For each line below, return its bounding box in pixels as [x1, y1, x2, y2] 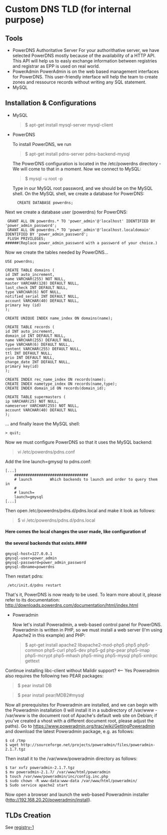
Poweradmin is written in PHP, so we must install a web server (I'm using [12, 627, 162, 633]
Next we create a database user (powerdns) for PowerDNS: [5, 209, 128, 215]
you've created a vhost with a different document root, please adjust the [5, 718, 154, 724]
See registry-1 [5, 825, 34, 831]
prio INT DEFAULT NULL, [5, 355, 55, 360]
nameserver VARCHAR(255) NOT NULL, [5, 403, 79, 408]
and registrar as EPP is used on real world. [12, 63, 100, 69]
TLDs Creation [5, 811, 51, 820]
